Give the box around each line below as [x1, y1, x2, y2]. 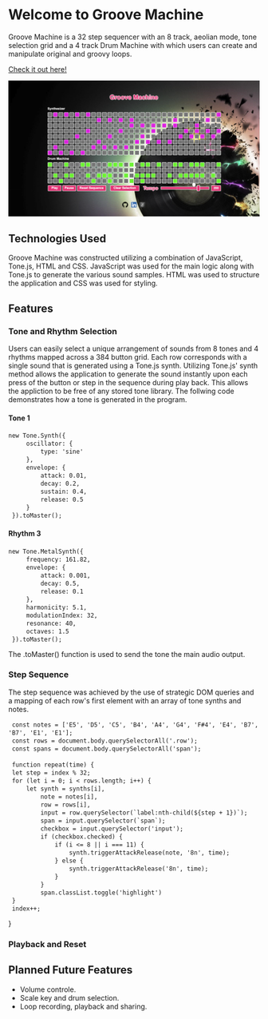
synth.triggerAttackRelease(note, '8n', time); [69, 849, 230, 857]
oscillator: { [26, 440, 73, 448]
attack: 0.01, [40, 472, 88, 480]
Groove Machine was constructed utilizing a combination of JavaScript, [8, 253, 243, 263]
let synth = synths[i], [26, 785, 105, 793]
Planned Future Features [8, 963, 133, 977]
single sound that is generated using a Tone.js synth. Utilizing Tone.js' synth [8, 361, 258, 371]
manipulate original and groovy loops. [8, 49, 132, 58]
